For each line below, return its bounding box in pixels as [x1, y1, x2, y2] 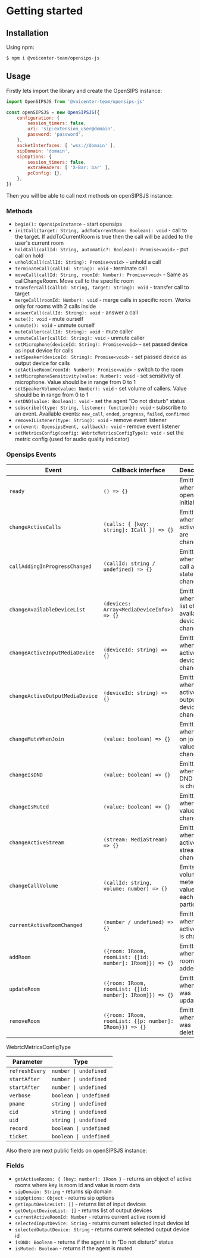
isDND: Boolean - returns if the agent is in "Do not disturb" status [14, 1238, 174, 1245]
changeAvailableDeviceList [9, 606, 86, 613]
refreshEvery [9, 1067, 46, 1074]
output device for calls [14, 360, 70, 367]
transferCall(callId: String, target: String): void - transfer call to [14, 284, 189, 291]
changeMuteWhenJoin [9, 735, 64, 742]
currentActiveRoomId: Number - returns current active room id [14, 1213, 165, 1220]
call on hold [14, 252, 43, 260]
